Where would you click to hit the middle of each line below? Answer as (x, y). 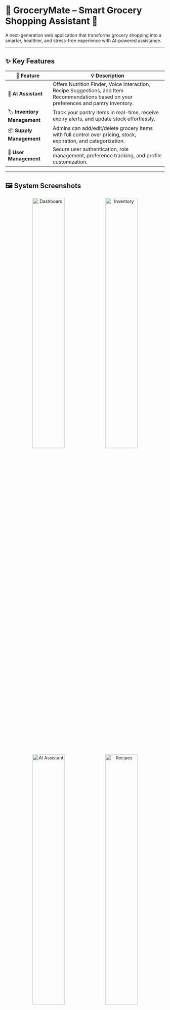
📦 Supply (20, 130)
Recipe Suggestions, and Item (88, 90)
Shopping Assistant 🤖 (52, 21)
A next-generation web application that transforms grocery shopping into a (83, 35)
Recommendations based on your (93, 97)
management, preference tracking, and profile (107, 155)
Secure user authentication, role (91, 149)
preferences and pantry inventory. (93, 103)
